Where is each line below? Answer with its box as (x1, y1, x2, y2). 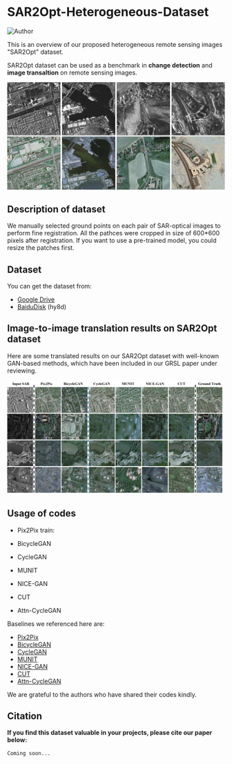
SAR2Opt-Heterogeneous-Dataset (7, 4, 209, 20)
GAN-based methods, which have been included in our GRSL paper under (7, 359, 217, 367)
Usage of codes (7, 508, 77, 520)
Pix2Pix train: (17, 526, 55, 534)
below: (7, 736, 28, 744)
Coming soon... (7, 750, 51, 757)
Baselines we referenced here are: (7, 619, 105, 628)
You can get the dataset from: (7, 282, 92, 291)
